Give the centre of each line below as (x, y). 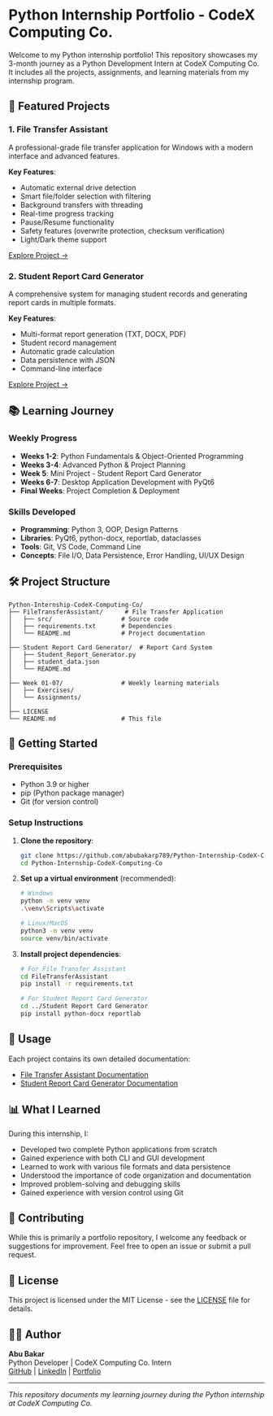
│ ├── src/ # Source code (89, 619)
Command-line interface (61, 369)
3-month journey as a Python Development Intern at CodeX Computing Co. (134, 63)
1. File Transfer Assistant (58, 129)
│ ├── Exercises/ (41, 690)
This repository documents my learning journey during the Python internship (136, 1395)
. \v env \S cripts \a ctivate (62, 909)
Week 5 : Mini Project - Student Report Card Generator (111, 473)
